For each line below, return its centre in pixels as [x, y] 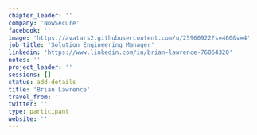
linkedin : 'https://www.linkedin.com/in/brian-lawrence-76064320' [121, 52]
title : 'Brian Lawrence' [49, 89]
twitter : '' [28, 104]
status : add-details [43, 82]
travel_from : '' [35, 97]
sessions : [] [30, 75]
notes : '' [25, 60]
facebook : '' [30, 30]
